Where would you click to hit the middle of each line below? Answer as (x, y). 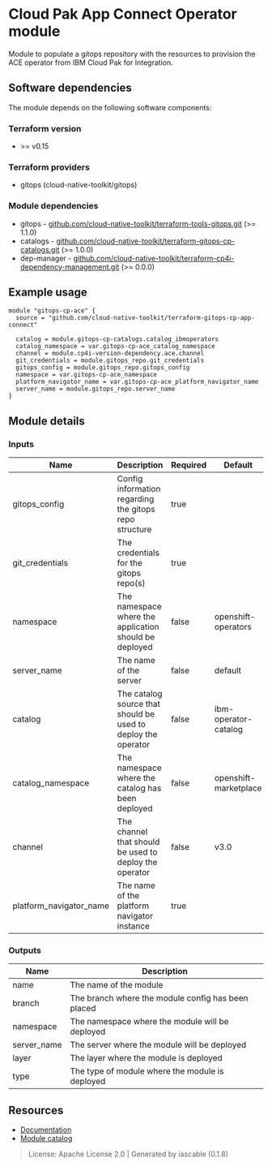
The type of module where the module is (147, 1071)
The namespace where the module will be (149, 1022)
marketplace (238, 788)
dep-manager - (46, 258)
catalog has (139, 788)
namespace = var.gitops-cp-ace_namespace (87, 375)
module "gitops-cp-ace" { (52, 311)
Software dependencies (70, 88)
